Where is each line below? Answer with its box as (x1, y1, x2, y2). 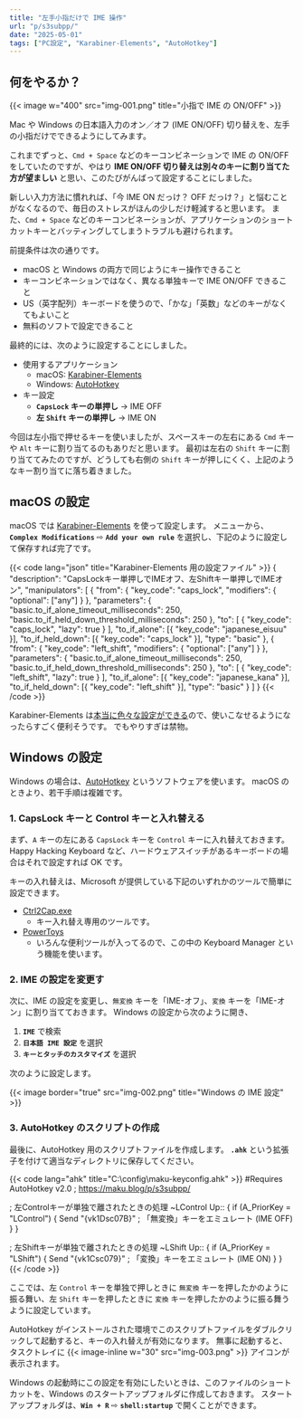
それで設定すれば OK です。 (24, 856, 128, 867)
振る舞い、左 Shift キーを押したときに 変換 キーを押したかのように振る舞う (9, 1293, 290, 1304)
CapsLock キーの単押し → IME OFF (35, 401, 163, 412)
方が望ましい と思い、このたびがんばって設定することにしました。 (9, 173, 258, 184)
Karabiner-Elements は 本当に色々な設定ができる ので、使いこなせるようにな (9, 709, 291, 720)
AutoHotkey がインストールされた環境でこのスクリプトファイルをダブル (9, 1323, 278, 1335)
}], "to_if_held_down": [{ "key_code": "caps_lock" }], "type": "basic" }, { (9, 633, 274, 643)
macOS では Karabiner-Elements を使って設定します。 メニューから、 (9, 519, 269, 530)
